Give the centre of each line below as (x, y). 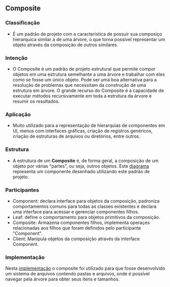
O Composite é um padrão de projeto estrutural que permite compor (84, 69)
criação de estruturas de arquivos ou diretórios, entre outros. (76, 136)
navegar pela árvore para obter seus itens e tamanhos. (63, 279)
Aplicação (18, 114)
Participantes (22, 190)
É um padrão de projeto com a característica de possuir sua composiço (87, 34)
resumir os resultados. (36, 101)
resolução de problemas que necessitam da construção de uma (79, 85)
